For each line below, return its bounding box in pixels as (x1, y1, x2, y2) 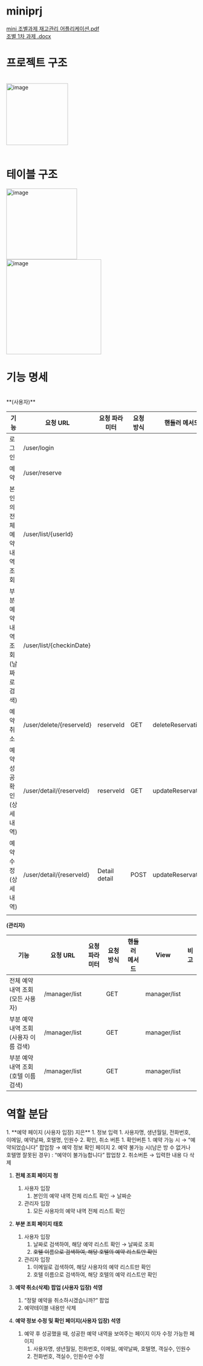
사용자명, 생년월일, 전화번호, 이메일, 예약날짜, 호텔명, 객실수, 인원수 (33, 1345, 191, 1352)
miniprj (6, 4, 43, 18)
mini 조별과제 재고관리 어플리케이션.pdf (6, 25, 100, 32)
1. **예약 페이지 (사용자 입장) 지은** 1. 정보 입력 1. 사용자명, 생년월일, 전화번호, (6, 1128, 191, 1136)
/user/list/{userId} (23, 530, 74, 538)
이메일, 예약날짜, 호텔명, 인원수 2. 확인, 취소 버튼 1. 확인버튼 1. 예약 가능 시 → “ (6, 1136, 191, 1143)
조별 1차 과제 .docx (6, 32, 51, 40)
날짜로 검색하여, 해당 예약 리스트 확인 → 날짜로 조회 (33, 1240, 154, 1248)
